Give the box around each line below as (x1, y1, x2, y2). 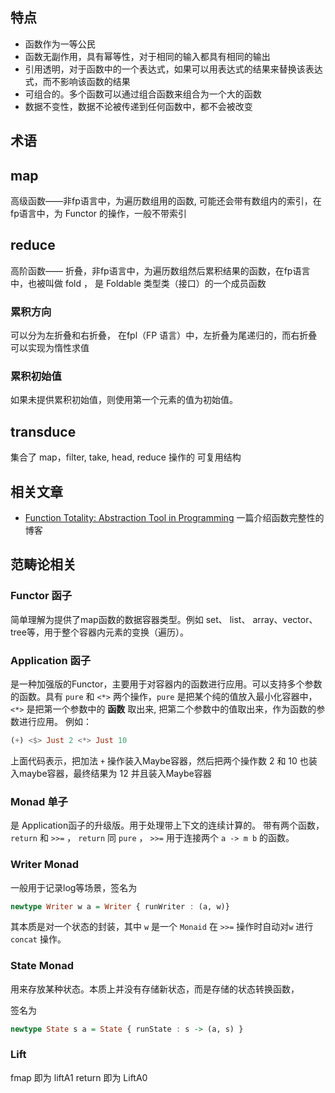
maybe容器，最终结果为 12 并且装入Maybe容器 (18, 767, 212, 779)
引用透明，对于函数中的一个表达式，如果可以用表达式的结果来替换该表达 (24, 63, 323, 75)
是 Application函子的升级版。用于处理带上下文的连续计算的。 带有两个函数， (10, 819, 325, 832)
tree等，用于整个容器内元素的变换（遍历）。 (10, 626, 189, 638)
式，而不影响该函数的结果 (24, 75, 131, 87)
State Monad (10, 959, 74, 973)
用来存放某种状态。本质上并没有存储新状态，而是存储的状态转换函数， (10, 983, 300, 995)
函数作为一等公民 (24, 38, 96, 50)
